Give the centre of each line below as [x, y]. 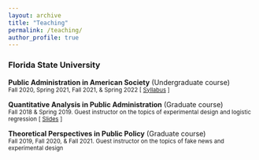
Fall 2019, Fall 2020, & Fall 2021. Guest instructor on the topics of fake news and [116, 141]
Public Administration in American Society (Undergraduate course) [119, 82]
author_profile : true [44, 37]
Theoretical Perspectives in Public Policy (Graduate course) [107, 133]
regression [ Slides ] [35, 119]
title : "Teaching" [38, 23]
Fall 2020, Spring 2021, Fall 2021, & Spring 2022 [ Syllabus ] [89, 90]
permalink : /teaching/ [45, 30]
